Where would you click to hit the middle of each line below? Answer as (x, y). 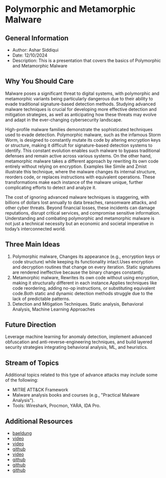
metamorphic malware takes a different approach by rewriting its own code (82, 161)
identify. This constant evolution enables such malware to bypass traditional (83, 151)
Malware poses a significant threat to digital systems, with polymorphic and (82, 93)
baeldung (22, 433)
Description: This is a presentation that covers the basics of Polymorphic (86, 60)
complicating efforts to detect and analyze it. (51, 187)
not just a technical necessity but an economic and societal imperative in (79, 223)
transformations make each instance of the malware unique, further (74, 182)
